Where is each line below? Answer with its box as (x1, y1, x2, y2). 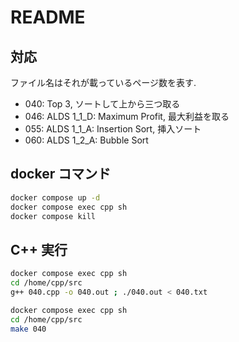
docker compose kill (10, 211, 97, 221)
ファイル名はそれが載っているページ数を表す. (10, 77, 197, 88)
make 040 (10, 324, 47, 334)
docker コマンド (10, 166, 112, 183)
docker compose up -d (10, 192, 101, 203)
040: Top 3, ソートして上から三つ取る (24, 98, 181, 110)
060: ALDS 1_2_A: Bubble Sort (24, 134, 149, 146)
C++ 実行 (10, 241, 68, 258)
